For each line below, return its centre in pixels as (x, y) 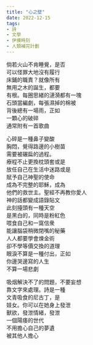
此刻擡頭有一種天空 (31, 207)
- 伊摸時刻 (18, 40)
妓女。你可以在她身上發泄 (39, 305)
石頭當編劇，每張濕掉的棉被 (41, 102)
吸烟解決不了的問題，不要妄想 (44, 282)
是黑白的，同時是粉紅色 (36, 215)
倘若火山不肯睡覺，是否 (36, 64)
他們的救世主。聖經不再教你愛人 (46, 192)
